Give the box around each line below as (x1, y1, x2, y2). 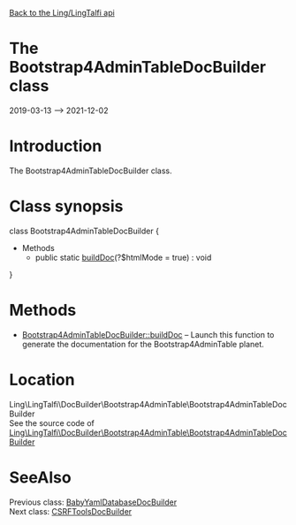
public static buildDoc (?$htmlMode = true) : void (34, 252, 212, 262)
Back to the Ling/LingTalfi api (9, 8, 115, 18)
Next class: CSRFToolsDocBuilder (9, 506, 133, 516)
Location (9, 369, 75, 390)
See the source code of (9, 417, 95, 428)
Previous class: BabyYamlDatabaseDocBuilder (9, 497, 178, 507)
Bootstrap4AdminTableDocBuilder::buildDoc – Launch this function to (21, 329, 275, 339)
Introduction (9, 136, 102, 156)
